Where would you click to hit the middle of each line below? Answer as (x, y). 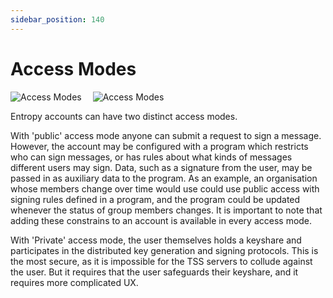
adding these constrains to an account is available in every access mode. (161, 220)
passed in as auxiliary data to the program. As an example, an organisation (164, 178)
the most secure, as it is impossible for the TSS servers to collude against (161, 261)
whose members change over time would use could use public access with (165, 188)
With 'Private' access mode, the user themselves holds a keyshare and (156, 240)
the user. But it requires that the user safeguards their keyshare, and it (154, 272)
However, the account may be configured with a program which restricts (159, 146)
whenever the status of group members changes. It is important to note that (166, 210)
